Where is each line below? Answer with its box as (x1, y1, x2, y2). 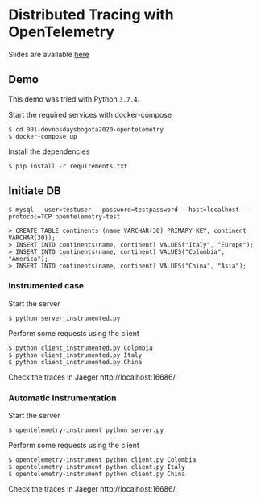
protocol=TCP (8, 212, 52, 221)
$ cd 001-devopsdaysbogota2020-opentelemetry (8, 125, 164, 134)
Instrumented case (8, 280, 85, 292)
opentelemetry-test (55, 212, 121, 221)
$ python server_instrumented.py (8, 314, 121, 322)
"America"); (8, 255, 48, 263)
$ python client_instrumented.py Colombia (8, 344, 153, 352)
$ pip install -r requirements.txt (8, 162, 128, 170)
